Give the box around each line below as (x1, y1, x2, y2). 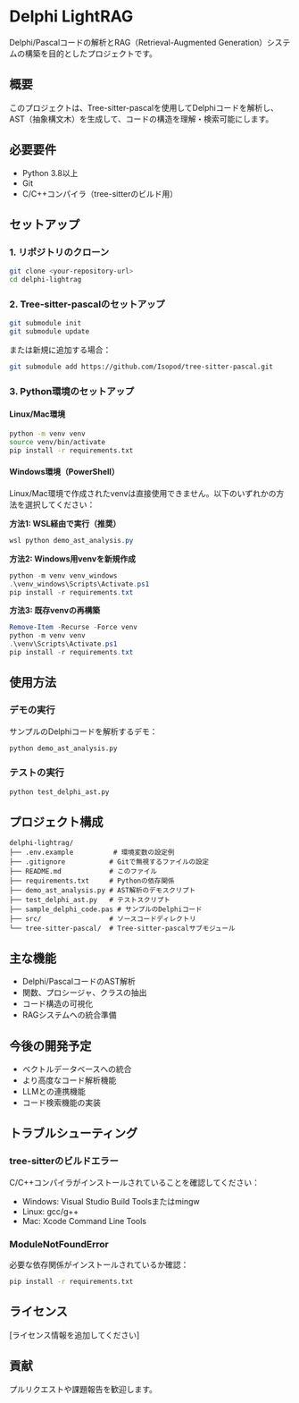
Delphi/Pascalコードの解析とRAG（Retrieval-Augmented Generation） (9, 37, 268, 47)
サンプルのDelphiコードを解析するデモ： (9, 726, 158, 737)
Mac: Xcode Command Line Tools (21, 1215, 147, 1226)
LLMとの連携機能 (21, 1086, 87, 1097)
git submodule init (9, 319, 82, 328)
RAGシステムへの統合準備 (21, 1010, 118, 1020)
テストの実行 (9, 766, 65, 779)
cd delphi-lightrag (9, 275, 82, 284)
